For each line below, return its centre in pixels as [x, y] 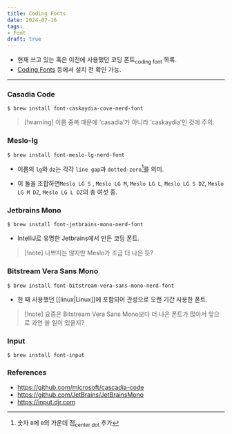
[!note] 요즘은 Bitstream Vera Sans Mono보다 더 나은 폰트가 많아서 [115, 314]
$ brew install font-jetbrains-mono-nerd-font [75, 225]
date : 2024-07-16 [32, 20]
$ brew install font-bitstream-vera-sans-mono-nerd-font [91, 286]
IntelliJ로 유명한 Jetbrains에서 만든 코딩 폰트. [78, 238]
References [27, 372]
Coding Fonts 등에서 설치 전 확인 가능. [69, 69]
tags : [15, 26]
